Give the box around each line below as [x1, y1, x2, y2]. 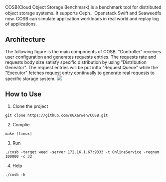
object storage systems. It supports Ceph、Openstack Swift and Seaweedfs [5, 10, 162, 16]
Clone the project [12, 103, 48, 109]
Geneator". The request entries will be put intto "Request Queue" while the [5, 64, 158, 70]
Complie [12, 121, 30, 127]
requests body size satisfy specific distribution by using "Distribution [5, 59, 147, 65]
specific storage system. [5, 76, 56, 82]
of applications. [5, 21, 37, 27]
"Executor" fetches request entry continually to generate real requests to [5, 70, 155, 76]
